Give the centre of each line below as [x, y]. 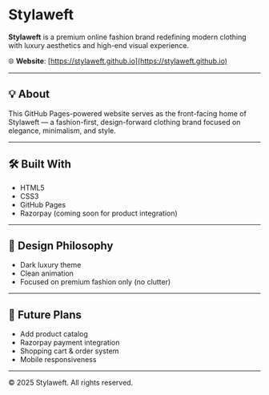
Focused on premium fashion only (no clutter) [95, 282]
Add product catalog [54, 334]
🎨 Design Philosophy [61, 246]
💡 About [29, 94]
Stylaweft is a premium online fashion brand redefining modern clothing [127, 37]
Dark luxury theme [50, 265]
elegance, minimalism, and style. [62, 131]
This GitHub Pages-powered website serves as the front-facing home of [127, 113]
